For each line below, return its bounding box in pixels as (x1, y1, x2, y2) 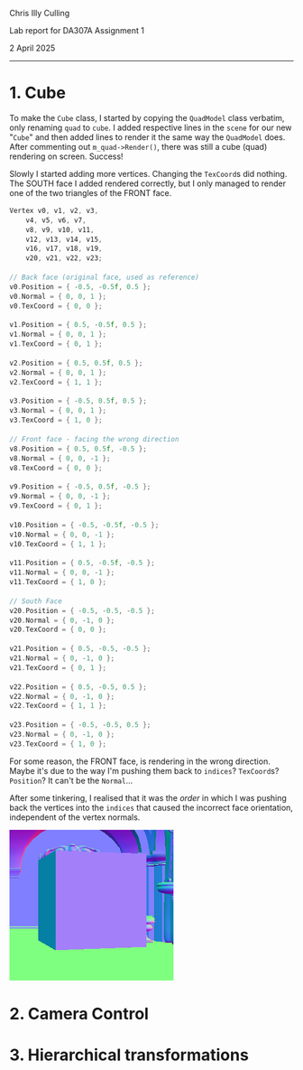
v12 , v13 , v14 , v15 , (25, 235, 103, 244)
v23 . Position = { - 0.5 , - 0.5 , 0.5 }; (9, 721, 151, 730)
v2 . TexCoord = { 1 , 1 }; (9, 377, 103, 386)
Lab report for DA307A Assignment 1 (9, 25, 144, 35)
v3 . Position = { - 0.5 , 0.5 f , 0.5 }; (9, 396, 147, 405)
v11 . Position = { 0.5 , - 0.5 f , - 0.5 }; (9, 559, 155, 568)
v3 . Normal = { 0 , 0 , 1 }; (9, 406, 107, 415)
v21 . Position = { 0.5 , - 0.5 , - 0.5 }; (9, 645, 151, 654)
